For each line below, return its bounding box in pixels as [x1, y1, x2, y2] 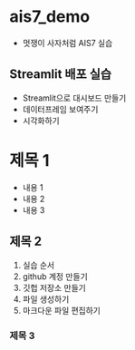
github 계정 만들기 [22, 270, 88, 282]
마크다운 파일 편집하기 [22, 305, 101, 316]
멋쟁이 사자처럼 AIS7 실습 [22, 37, 113, 48]
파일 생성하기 [22, 293, 70, 305]
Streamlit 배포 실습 [9, 66, 111, 83]
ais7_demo [9, 6, 91, 27]
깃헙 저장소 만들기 [22, 282, 86, 293]
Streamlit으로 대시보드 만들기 [22, 92, 127, 103]
